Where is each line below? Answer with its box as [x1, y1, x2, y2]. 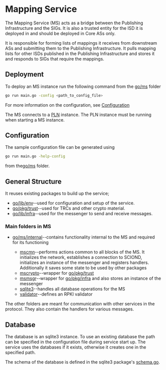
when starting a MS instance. [5, 117, 65, 123]
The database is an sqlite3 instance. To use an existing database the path [5, 334, 155, 340]
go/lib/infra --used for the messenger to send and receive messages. [12, 211, 153, 217]
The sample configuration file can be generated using [5, 144, 115, 150]
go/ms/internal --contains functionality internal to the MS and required [12, 234, 155, 240]
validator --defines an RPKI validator [19, 291, 93, 297]
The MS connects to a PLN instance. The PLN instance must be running [5, 112, 152, 118]
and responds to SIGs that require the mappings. [5, 56, 105, 62]
